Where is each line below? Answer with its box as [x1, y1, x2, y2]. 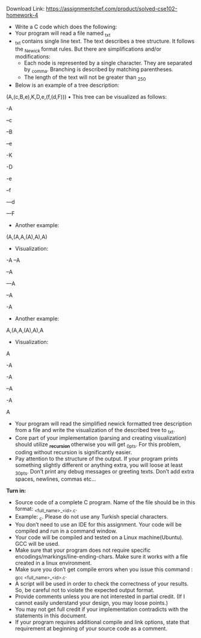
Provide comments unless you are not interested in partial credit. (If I [14, 593, 185, 600]
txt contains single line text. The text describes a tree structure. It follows [14, 37, 195, 46]
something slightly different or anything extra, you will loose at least [14, 461, 183, 469]
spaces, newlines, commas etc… [14, 475, 96, 483]
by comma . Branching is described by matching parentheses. [23, 66, 173, 75]
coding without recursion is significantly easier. [14, 448, 132, 455]
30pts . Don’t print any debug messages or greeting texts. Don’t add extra [14, 468, 194, 477]
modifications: [14, 53, 51, 60]
